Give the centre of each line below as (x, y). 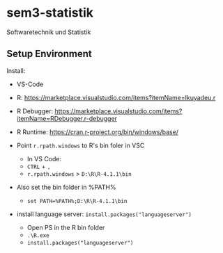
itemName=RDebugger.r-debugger (67, 118)
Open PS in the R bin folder (66, 227)
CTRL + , (39, 166)
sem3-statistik (50, 13)
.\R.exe (38, 235)
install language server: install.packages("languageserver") (104, 214)
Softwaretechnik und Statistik (49, 32)
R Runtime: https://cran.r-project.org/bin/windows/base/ (98, 132)
